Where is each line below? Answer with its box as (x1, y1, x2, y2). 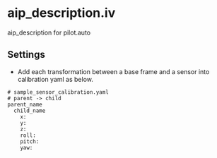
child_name (13, 107, 46, 114)
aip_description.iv (7, 5, 116, 21)
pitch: (20, 138, 40, 145)
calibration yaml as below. (17, 75, 94, 83)
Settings (7, 49, 46, 61)
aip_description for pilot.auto (7, 28, 90, 37)
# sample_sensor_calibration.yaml (7, 88, 110, 96)
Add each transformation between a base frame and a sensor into (17, 67, 210, 75)
